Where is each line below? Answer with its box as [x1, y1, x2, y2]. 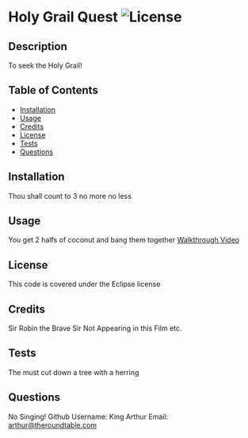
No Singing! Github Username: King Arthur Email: [8, 412, 169, 421]
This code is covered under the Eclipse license [8, 279, 161, 289]
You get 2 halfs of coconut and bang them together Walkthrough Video [8, 235, 240, 245]
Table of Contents [8, 83, 99, 97]
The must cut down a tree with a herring [8, 367, 139, 377]
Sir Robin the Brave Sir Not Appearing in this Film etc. [8, 324, 182, 333]
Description [8, 40, 67, 53]
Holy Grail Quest [8, 8, 119, 26]
